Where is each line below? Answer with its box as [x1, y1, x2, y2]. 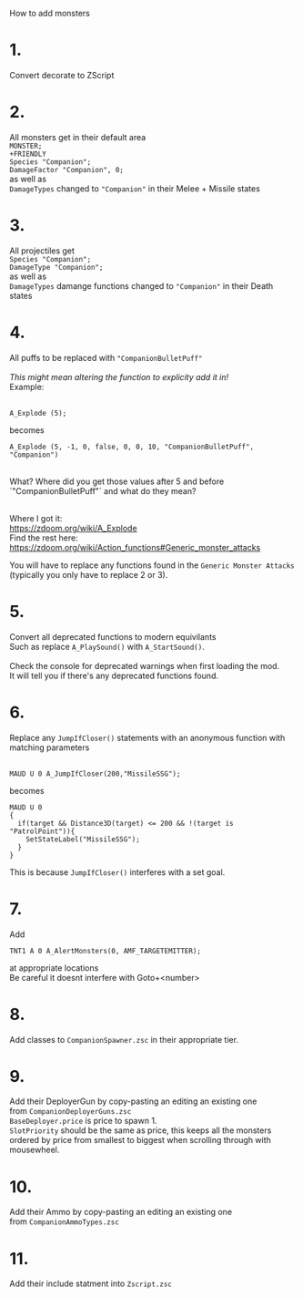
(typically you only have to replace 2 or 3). [9, 569, 168, 580]
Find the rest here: [9, 532, 79, 543]
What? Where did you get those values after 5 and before [9, 476, 225, 487]
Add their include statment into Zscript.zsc [9, 1278, 173, 1289]
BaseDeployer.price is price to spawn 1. [9, 1116, 157, 1127]
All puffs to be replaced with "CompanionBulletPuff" [9, 352, 203, 363]
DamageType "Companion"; [9, 263, 104, 272]
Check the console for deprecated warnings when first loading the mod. [9, 660, 280, 671]
